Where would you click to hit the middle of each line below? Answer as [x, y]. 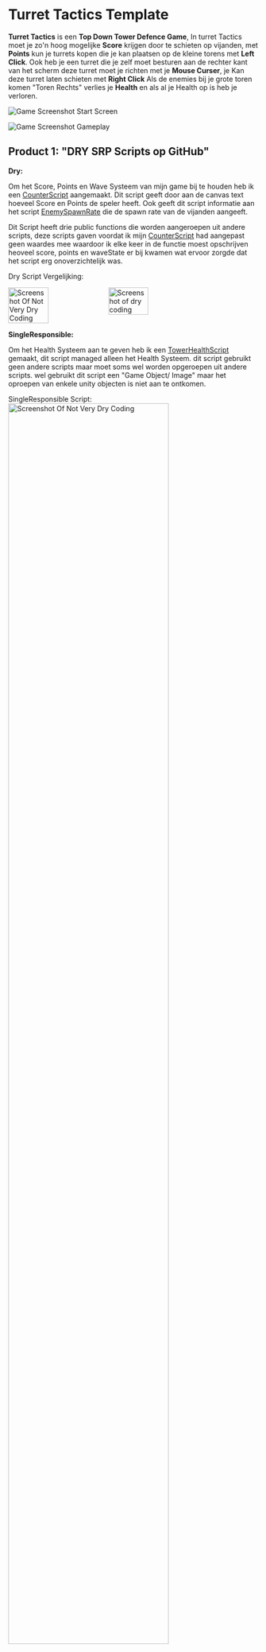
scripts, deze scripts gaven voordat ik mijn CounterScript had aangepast [126, 235]
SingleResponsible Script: [50, 398]
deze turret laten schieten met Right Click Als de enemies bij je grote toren [130, 79]
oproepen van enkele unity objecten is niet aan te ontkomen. [107, 383]
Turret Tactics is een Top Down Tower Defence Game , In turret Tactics [125, 37]
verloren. [23, 95]
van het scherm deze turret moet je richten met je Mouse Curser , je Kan [126, 70]
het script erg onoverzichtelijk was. [66, 261]
